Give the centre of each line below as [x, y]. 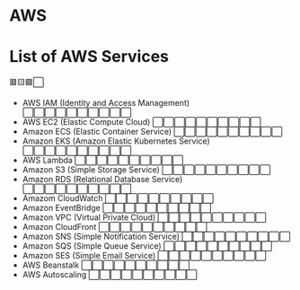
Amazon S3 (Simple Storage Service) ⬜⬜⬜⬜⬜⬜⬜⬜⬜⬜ [146, 170]
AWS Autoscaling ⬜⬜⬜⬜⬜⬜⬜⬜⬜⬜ [110, 275]
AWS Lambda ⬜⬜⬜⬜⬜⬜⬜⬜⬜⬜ [103, 160]
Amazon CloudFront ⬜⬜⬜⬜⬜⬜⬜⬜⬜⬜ [115, 227]
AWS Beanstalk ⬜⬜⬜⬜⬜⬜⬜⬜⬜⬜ [106, 265]
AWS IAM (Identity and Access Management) [106, 103]
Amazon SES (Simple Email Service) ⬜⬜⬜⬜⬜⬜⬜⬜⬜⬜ [144, 256]
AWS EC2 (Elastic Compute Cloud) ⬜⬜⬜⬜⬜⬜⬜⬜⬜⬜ [142, 122]
